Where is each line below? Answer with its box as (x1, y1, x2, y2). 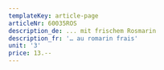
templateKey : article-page (8, 11, 99, 20)
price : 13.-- (8, 49, 52, 57)
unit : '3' (8, 42, 42, 50)
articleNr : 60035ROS (8, 19, 78, 27)
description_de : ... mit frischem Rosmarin (8, 27, 157, 35)
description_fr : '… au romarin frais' (8, 34, 138, 43)
